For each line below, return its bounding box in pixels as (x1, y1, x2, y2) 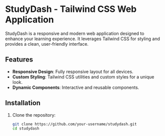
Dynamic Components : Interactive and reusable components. (12, 84, 140, 90)
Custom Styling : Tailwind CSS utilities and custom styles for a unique (12, 73, 155, 80)
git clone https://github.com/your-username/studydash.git (12, 122, 137, 127)
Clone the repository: (12, 112, 56, 118)
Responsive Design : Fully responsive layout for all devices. (12, 68, 134, 74)
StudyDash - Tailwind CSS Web (5, 3, 137, 15)
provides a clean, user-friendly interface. (5, 41, 89, 47)
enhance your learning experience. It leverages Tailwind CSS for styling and (5, 36, 160, 42)
